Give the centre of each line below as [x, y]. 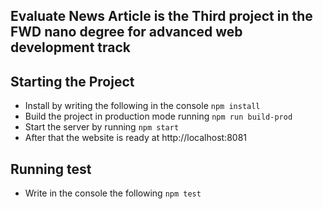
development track [70, 47]
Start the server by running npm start [102, 127]
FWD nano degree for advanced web [126, 32]
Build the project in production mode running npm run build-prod [158, 116]
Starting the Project [72, 81]
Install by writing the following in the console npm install [142, 106]
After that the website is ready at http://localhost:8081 [136, 138]
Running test [51, 169]
